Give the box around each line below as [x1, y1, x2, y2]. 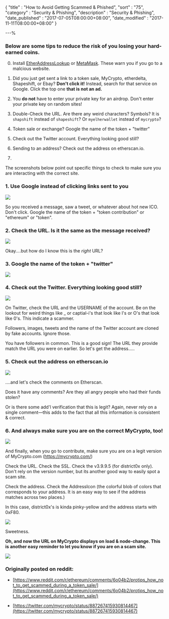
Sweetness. [5, 528, 30, 535]
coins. [24, 49, 40, 56]
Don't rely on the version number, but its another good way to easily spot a [5, 469, 160, 475]
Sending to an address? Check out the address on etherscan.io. [12, 145, 145, 151]
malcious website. [12, 65, 50, 72]
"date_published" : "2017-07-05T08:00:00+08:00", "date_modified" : [5, 15, 149, 21]
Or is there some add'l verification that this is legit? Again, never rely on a [5, 404, 157, 410]
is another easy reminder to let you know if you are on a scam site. [5, 544, 147, 550]
